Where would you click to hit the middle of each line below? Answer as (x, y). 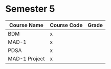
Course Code (66, 25)
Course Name (26, 25)
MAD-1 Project (26, 58)
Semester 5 (30, 9)
